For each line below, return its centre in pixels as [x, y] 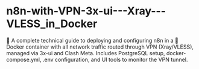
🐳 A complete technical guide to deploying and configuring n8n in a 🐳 [93, 40]
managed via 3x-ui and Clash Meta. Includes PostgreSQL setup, [86, 53]
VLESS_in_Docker [52, 24]
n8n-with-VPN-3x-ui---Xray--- [86, 11]
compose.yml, [24, 59]
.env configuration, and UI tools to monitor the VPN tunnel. [115, 59]
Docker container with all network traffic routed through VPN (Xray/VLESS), [100, 47]
